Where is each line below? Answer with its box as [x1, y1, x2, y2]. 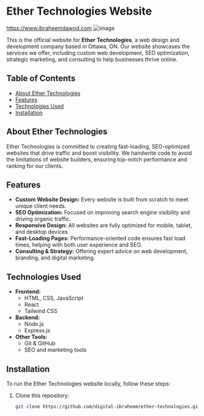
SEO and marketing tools [24, 346, 87, 354]
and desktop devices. [15, 228, 69, 236]
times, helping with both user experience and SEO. [15, 241, 142, 249]
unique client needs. [15, 202, 67, 210]
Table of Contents [6, 73, 76, 83]
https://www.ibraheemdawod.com [6, 24, 93, 32]
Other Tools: [15, 333, 47, 340]
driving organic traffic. [15, 215, 71, 223]
